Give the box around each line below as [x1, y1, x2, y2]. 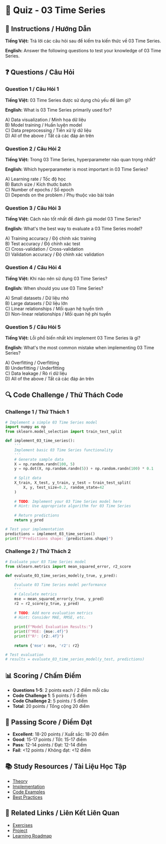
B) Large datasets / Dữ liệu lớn [5, 300, 68, 306]
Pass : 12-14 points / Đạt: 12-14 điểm [12, 742, 87, 748]
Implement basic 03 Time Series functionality [14, 447, 113, 453]
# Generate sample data [14, 457, 64, 462]
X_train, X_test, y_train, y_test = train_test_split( [14, 480, 131, 485]
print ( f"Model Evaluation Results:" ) [14, 624, 93, 629]
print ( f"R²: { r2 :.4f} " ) [14, 634, 64, 639]
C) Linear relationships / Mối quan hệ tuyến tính [5, 305, 104, 311]
